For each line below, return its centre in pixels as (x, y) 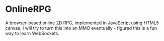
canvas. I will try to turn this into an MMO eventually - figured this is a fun (81, 28)
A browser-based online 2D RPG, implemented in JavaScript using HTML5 (82, 23)
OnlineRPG (28, 9)
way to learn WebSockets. (32, 33)
